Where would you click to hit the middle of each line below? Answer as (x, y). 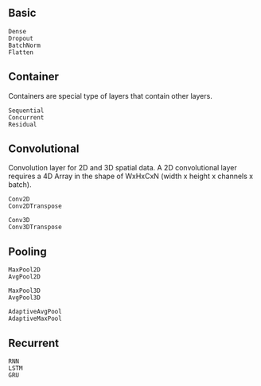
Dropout (21, 38)
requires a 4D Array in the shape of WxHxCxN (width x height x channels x (130, 176)
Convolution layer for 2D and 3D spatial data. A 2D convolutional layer (123, 168)
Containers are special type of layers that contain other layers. (110, 96)
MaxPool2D (25, 270)
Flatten (21, 52)
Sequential (26, 111)
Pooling (27, 251)
